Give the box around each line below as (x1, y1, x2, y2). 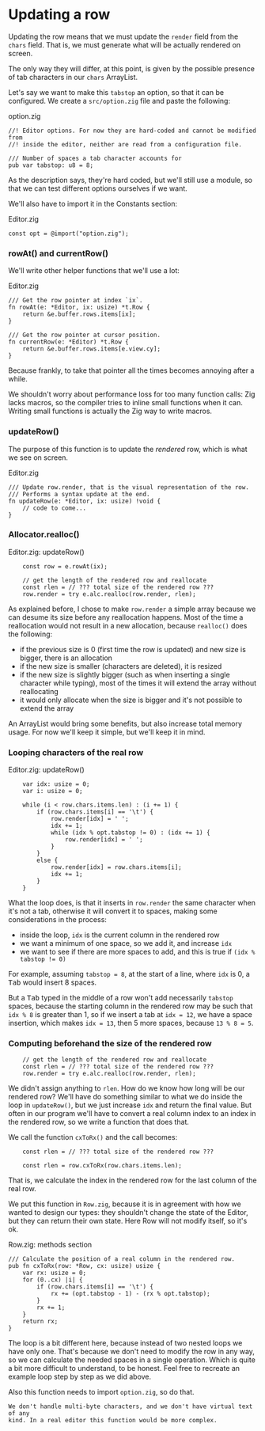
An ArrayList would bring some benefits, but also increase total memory (8, 719, 243, 728)
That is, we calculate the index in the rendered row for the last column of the (8, 1175, 257, 1185)
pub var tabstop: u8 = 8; (8, 161, 93, 169)
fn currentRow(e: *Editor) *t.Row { (8, 338, 129, 346)
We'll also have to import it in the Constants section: (8, 199, 178, 208)
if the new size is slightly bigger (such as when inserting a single (19, 670, 231, 679)
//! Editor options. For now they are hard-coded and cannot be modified (8, 127, 257, 135)
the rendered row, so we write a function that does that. (8, 1118, 190, 1127)
